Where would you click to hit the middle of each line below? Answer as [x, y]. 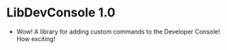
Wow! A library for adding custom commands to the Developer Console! [118, 32]
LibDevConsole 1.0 [61, 13]
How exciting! [36, 38]
